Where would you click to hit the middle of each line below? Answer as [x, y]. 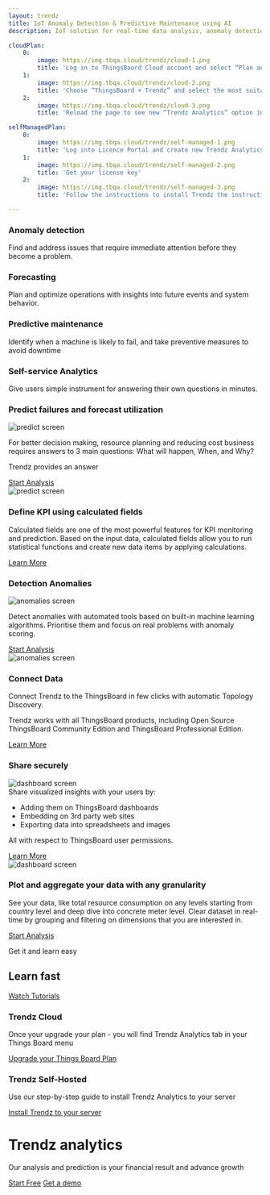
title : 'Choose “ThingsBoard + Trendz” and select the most [140, 90]
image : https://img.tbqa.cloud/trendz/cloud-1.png [124, 60]
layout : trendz [34, 16]
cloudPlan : [27, 45]
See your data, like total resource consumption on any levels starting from [131, 902]
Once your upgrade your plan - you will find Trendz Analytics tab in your [128, 1034]
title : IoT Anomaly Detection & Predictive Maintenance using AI [120, 23]
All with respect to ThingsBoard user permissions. [91, 840]
